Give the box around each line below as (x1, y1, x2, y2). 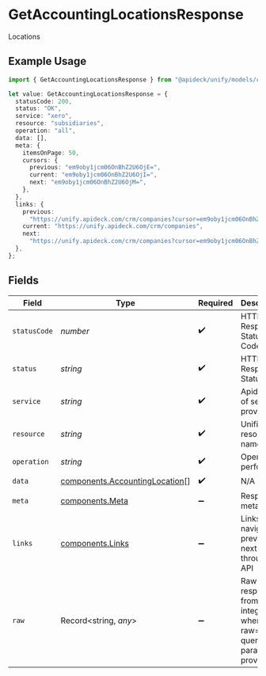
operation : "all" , (15, 127, 77, 135)
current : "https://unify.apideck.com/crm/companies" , (22, 222, 203, 230)
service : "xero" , (15, 112, 73, 120)
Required (197, 297, 234, 308)
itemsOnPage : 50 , (22, 149, 80, 157)
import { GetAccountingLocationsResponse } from (8, 75, 172, 84)
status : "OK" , (15, 104, 62, 112)
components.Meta (60, 495, 129, 506)
